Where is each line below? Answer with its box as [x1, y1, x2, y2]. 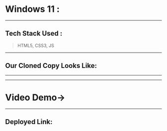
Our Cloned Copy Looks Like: [5, 62, 97, 70]
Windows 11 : [5, 3, 60, 15]
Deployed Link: [5, 118, 53, 126]
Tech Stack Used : [5, 29, 63, 38]
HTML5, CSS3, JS [17, 42, 55, 48]
